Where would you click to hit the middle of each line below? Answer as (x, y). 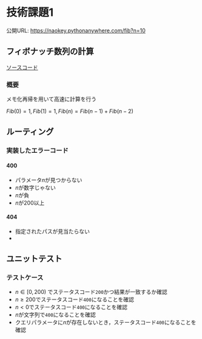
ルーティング (30, 132)
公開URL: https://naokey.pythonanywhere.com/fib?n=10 (76, 30)
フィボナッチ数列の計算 (50, 51)
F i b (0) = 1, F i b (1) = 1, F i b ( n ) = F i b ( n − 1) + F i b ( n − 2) (70, 111)
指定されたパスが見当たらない (52, 231)
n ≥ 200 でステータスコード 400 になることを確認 (75, 299)
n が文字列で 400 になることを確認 (55, 315)
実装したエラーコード (37, 151)
